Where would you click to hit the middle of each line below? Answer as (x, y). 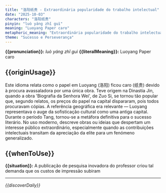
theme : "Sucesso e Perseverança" (40, 38)
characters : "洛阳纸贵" (28, 19)
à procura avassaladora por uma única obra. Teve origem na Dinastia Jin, (80, 90)
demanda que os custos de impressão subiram (53, 171)
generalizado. (19, 138)
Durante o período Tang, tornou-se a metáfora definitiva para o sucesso (78, 117)
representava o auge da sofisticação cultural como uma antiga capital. (77, 112)
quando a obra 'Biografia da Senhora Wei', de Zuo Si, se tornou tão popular (82, 96)
